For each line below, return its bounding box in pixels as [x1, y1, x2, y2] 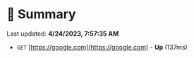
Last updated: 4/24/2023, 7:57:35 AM [6, 29, 119, 38]
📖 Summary [6, 6, 76, 22]
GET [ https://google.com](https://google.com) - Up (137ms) [16, 43, 188, 51]
